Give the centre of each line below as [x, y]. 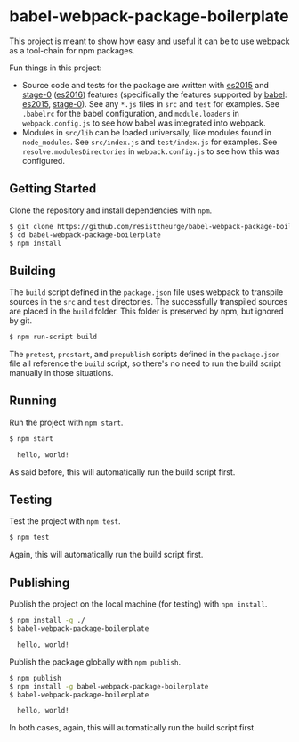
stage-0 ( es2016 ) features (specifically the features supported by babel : [154, 94]
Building [32, 270]
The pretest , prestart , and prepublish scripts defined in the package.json [145, 355]
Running [33, 401]
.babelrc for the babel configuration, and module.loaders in [131, 113]
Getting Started [53, 189]
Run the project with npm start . [66, 422]
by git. [21, 321]
